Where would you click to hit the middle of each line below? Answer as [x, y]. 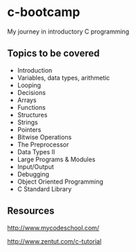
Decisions [32, 92]
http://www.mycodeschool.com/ [53, 228]
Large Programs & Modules [56, 159]
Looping [29, 85]
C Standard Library [44, 188]
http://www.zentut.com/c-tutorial [54, 241]
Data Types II [36, 151]
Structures [32, 114]
